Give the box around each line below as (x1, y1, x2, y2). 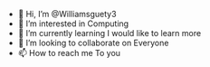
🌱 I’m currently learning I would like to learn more (17, 28, 202, 38)
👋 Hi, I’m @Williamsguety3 (17, 9, 117, 19)
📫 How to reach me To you (17, 48, 120, 58)
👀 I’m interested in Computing (17, 18, 129, 29)
